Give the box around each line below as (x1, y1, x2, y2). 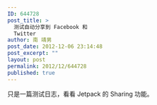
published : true (7, 69, 55, 76)
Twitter (13, 30, 37, 37)
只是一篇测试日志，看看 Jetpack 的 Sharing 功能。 (7, 89, 153, 98)
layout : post (7, 56, 46, 63)
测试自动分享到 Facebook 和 (13, 23, 88, 30)
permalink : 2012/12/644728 (7, 63, 87, 70)
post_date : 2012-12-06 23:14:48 (7, 43, 103, 50)
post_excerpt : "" (7, 50, 59, 57)
